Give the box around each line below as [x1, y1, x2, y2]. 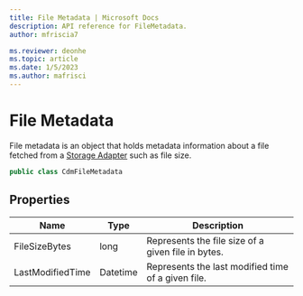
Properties [9, 192, 70, 208]
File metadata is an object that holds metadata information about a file [9, 140, 270, 151]
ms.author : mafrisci [9, 71, 87, 81]
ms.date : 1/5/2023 [9, 63, 78, 72]
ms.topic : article [9, 55, 78, 64]
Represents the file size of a [146, 234, 264, 246]
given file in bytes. [146, 245, 224, 258]
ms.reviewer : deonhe [9, 46, 87, 55]
